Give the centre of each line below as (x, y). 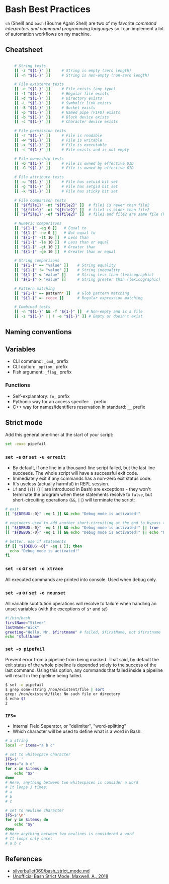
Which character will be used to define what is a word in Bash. (77, 731)
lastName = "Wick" (22, 627)
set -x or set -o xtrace (34, 569)
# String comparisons (37, 261)
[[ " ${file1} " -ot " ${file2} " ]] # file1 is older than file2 (82, 210)
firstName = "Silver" (26, 623)
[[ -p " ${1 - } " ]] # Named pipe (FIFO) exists (67, 112)
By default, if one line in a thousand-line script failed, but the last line (84, 468)
